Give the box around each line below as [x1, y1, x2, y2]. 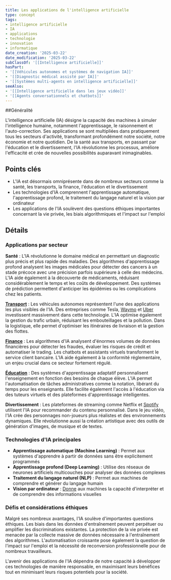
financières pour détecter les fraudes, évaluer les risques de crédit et [5, 343, 151, 349]
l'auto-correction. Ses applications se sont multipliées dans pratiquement [5, 128, 160, 134]
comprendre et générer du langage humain [12, 480, 104, 487]
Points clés [5, 164, 41, 173]
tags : [5, 17, 17, 22]
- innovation [5, 41, 33, 46]
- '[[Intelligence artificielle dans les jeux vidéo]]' [5, 88, 127, 94]
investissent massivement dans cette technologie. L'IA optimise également [5, 312, 162, 318]
